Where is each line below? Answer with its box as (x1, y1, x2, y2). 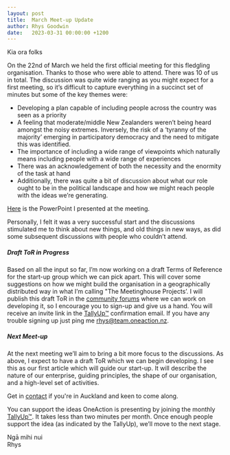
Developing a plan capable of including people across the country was (16, 104, 217, 112)
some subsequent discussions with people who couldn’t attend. (7, 233, 187, 241)
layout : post (7, 10, 45, 17)
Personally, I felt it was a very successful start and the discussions (7, 218, 196, 226)
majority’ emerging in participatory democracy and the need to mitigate (16, 133, 220, 141)
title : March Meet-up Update (7, 16, 94, 23)
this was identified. (16, 140, 71, 148)
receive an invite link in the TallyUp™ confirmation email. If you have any (7, 310, 210, 318)
